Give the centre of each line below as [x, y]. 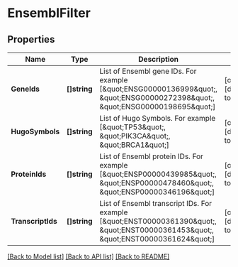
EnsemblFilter [49, 13]
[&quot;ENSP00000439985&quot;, [158, 174]
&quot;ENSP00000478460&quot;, [157, 183]
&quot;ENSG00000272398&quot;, [157, 98]
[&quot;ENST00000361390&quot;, [158, 221]
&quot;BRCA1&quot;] [135, 145]
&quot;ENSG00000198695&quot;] [158, 107]
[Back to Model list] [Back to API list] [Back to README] [89, 256]
